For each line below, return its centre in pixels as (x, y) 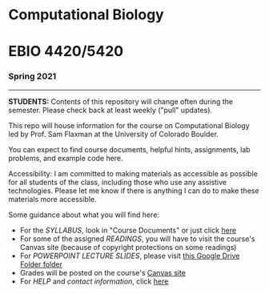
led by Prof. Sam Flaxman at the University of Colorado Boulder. (113, 134)
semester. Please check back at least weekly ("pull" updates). (110, 110)
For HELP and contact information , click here (94, 281)
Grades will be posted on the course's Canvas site (103, 272)
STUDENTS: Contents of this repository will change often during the (121, 101)
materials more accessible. (53, 199)
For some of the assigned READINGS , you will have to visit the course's (137, 239)
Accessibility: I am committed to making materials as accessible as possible (133, 173)
